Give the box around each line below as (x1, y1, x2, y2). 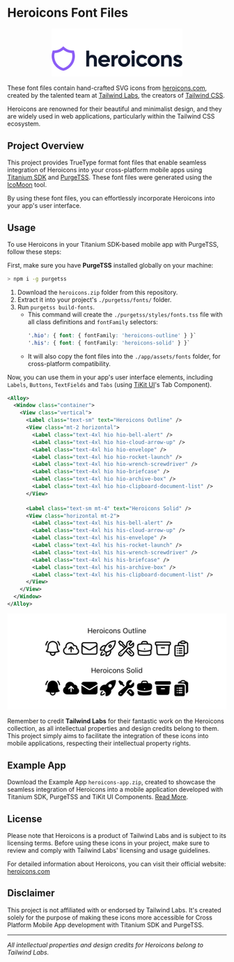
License (7, 813, 42, 825)
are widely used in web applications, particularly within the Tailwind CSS (7, 112, 215, 121)
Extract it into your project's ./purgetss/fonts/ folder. (17, 295, 172, 304)
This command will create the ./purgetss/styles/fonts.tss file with (27, 310, 223, 319)
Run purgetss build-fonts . (17, 303, 95, 311)
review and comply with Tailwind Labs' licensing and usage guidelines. (7, 846, 210, 855)
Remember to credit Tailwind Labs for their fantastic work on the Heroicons (7, 717, 224, 726)
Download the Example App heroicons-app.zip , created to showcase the (7, 778, 216, 786)
